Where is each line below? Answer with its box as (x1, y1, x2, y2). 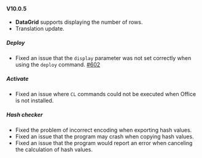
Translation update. (15, 25, 64, 32)
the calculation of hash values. (15, 146, 93, 153)
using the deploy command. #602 (15, 61, 101, 69)
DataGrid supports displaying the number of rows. (15, 18, 143, 26)
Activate (6, 75, 29, 82)
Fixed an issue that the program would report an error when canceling (15, 140, 193, 147)
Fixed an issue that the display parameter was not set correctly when (15, 55, 192, 62)
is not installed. (15, 97, 54, 104)
